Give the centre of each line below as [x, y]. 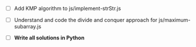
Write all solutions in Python [49, 38]
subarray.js [28, 27]
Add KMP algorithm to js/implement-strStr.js [67, 8]
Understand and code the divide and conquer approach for [86, 20]
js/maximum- [175, 20]
